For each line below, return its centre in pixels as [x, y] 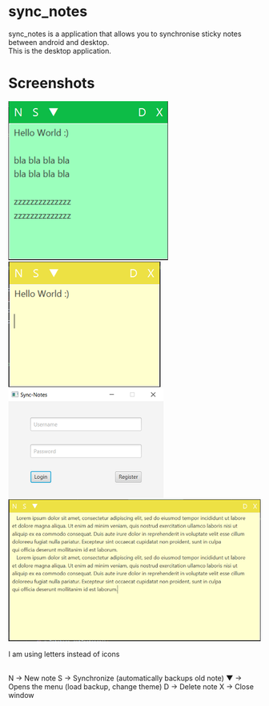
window [21, 696]
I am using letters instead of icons [64, 654]
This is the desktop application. [60, 51]
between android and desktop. [59, 42]
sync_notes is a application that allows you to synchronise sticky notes [125, 34]
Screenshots [52, 83]
